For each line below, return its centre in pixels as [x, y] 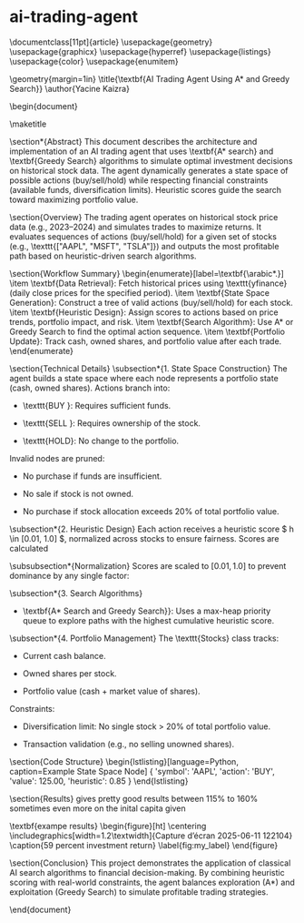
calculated [29, 548]
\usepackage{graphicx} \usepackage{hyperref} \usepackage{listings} [140, 51]
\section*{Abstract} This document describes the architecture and [133, 141]
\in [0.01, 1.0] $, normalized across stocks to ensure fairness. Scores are [144, 538]
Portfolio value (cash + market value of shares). [112, 691]
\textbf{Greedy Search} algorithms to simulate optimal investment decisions [151, 160]
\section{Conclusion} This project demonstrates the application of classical [150, 863]
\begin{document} [44, 106]
